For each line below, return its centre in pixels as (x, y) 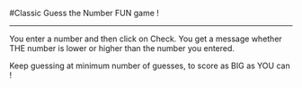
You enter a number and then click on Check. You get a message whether (146, 39)
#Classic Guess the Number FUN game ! (84, 13)
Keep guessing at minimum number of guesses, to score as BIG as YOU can (150, 66)
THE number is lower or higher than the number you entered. (122, 48)
